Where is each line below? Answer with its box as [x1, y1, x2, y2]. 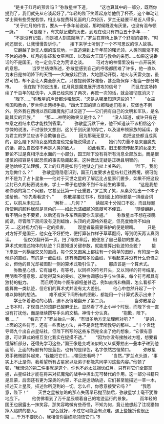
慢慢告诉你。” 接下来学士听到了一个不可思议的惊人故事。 [35, 41, 156, 46]
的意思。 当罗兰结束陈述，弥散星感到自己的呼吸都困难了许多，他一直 [5, 66, 152, 71]
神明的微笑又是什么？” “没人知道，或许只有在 [58, 114, 157, 120]
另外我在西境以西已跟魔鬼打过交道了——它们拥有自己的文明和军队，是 [13, 108, 155, 114]
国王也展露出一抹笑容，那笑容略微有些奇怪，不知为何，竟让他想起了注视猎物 [5, 402, 159, 407]
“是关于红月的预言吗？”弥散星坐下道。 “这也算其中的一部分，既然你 [13, 4, 158, 10]
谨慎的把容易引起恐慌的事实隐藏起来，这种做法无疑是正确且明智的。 [5, 157, 142, 163]
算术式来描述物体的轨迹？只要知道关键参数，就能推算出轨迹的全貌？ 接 [5, 243, 156, 248]
